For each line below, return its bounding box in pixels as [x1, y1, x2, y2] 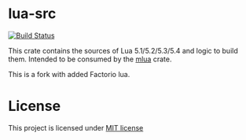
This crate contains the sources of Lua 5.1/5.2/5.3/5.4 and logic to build [8, 46, 238, 55]
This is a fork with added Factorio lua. [8, 69, 130, 79]
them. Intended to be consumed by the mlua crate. [8, 54, 172, 64]
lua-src [8, 5, 57, 23]
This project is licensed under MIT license [8, 123, 144, 132]
